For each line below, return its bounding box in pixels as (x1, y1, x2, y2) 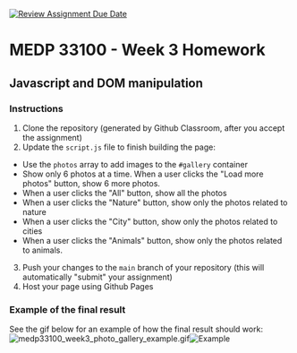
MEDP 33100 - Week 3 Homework (9, 40, 266, 60)
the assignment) (21, 132, 83, 142)
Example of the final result (9, 303, 126, 315)
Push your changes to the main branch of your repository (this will (21, 262, 265, 272)
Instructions (9, 102, 64, 115)
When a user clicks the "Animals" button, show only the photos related (21, 235, 283, 245)
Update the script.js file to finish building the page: (21, 142, 216, 152)
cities (21, 225, 43, 237)
